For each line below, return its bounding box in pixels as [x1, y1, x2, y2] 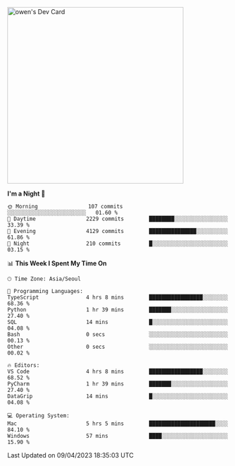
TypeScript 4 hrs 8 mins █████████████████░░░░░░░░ [7, 294, 229, 301]
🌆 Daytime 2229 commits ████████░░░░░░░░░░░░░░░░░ [7, 215, 229, 222]
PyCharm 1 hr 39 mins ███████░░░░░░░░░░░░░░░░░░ [7, 381, 229, 388]
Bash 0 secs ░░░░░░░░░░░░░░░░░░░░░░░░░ [7, 331, 229, 338]
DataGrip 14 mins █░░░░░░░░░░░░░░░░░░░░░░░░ [7, 393, 229, 400]
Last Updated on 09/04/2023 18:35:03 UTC [7, 451, 134, 459]
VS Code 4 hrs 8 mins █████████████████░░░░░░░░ [7, 368, 229, 375]
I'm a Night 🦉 [7, 189, 46, 198]
